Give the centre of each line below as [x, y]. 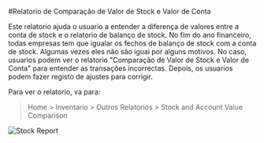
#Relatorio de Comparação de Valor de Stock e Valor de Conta [110, 11]
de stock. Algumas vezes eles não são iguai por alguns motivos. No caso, [127, 51]
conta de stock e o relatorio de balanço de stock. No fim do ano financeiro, [130, 35]
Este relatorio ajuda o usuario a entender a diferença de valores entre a [123, 26]
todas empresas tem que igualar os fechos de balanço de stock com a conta [132, 43]
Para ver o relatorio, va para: [54, 92]
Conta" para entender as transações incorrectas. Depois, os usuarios [121, 68]
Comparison [48, 115]
